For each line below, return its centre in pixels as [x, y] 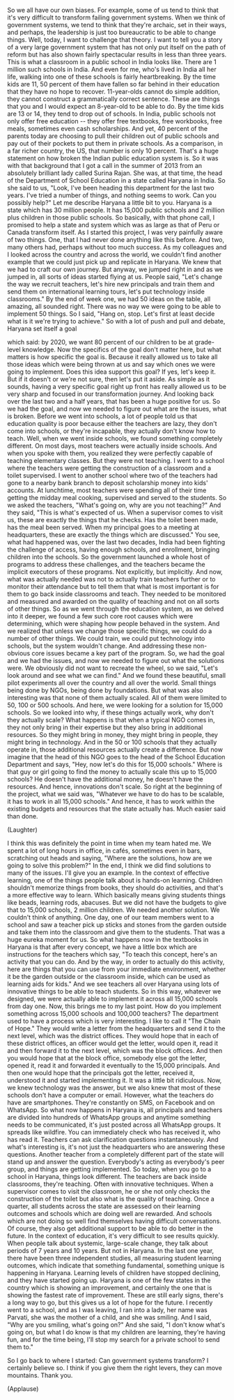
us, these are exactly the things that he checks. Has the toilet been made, [112, 520]
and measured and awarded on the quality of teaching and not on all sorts [113, 601]
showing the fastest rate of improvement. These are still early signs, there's [116, 1295]
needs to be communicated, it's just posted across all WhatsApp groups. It [114, 1125]
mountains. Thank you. [40, 1375]
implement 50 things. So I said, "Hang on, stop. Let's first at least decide [111, 314]
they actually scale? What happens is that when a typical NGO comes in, [111, 720]
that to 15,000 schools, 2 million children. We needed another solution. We [114, 910]
